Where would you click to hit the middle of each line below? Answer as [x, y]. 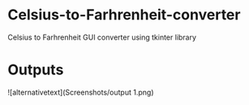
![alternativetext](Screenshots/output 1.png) [81, 92]
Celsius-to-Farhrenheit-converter [124, 15]
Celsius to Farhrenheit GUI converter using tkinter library [102, 37]
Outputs [36, 70]
